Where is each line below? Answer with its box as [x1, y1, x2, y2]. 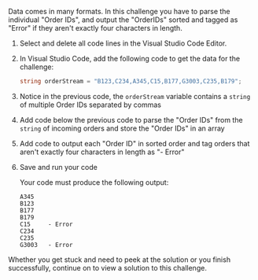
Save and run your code [19, 162, 98, 171]
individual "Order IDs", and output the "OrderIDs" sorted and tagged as [8, 15, 238, 24]
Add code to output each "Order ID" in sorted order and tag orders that [19, 138, 250, 148]
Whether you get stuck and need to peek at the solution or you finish [8, 255, 230, 264]
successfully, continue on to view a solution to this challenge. [8, 263, 207, 272]
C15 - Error [19, 220, 73, 228]
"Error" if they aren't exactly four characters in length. [8, 24, 182, 32]
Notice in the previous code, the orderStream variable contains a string [19, 91, 251, 101]
